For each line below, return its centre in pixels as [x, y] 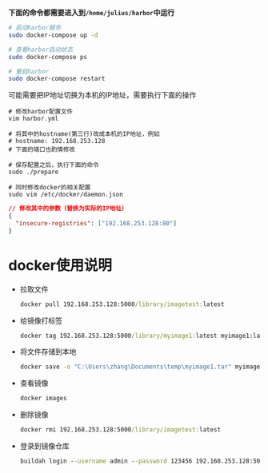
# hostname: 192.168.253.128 [57, 141]
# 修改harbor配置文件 [41, 112]
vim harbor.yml [34, 119]
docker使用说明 [60, 265]
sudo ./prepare [34, 172]
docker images [43, 399]
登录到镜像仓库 [44, 446]
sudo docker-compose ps [48, 57]
